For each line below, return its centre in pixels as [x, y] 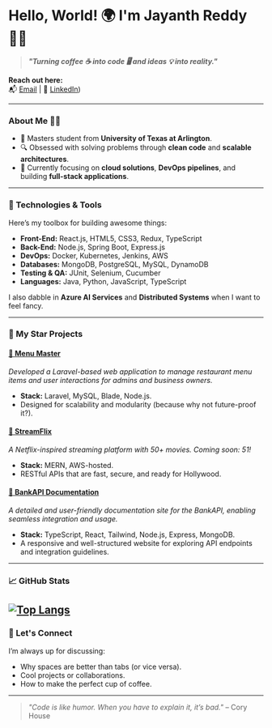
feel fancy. [26, 305]
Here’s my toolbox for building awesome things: [88, 223]
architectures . [45, 160]
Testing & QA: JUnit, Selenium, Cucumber [90, 273]
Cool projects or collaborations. [72, 675]
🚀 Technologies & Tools [55, 205]
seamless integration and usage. [63, 519]
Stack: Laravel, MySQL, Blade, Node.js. [86, 396]
